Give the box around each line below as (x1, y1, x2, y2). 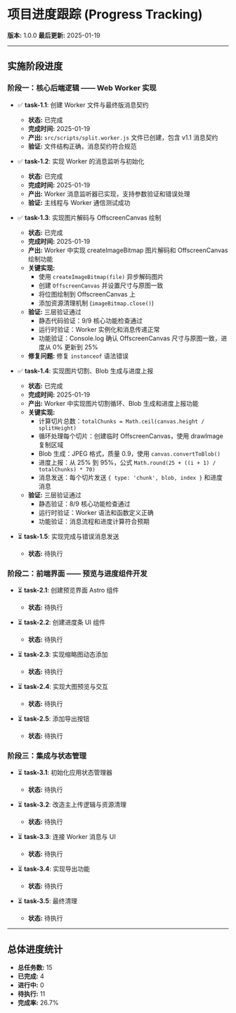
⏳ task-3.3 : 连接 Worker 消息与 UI (17, 833, 116, 841)
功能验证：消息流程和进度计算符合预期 (38, 517, 150, 526)
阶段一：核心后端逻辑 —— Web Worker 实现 (7, 83, 157, 93)
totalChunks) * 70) (38, 466, 96, 473)
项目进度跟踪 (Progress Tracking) (7, 6, 203, 23)
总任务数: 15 (17, 963, 53, 972)
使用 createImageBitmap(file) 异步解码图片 (38, 272, 164, 280)
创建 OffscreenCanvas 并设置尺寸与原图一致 (38, 281, 164, 290)
